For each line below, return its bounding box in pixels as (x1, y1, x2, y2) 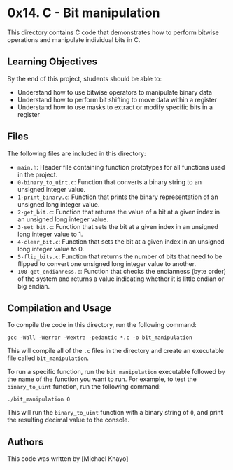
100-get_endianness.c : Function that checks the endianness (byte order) (17, 267, 226, 275)
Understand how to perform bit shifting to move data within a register (17, 95, 218, 104)
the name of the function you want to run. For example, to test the (7, 375, 197, 383)
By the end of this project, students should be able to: (7, 74, 162, 83)
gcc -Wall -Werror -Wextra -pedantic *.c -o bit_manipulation (7, 334, 192, 341)
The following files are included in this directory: (7, 149, 146, 158)
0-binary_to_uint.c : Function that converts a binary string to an (17, 177, 202, 186)
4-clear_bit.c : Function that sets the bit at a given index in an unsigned (17, 237, 225, 246)
